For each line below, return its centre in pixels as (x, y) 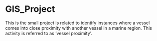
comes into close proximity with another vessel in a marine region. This (78, 28)
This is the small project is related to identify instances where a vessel (77, 23)
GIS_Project (30, 9)
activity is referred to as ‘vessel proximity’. (49, 33)
